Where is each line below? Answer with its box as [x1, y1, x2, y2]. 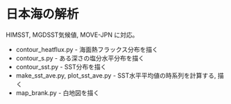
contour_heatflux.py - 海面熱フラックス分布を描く [15, 45, 158, 53]
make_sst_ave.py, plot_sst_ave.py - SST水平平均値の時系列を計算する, [15, 71, 216, 80]
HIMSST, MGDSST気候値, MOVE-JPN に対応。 [6, 31, 139, 39]
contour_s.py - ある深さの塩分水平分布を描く [15, 53, 145, 62]
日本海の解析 [6, 6, 80, 22]
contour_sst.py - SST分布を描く [15, 62, 108, 71]
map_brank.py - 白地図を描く [15, 88, 100, 97]
